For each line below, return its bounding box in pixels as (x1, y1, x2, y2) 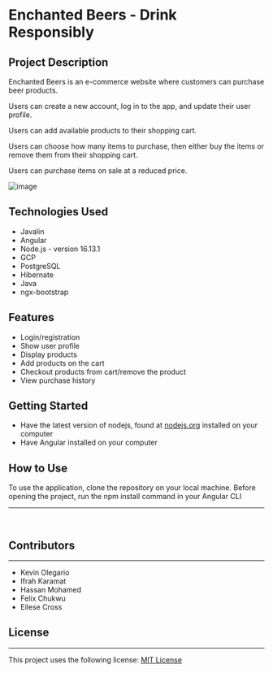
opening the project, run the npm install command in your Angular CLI (8, 492, 242, 501)
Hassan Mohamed (19, 585, 82, 595)
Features (8, 310, 54, 324)
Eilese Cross (19, 602, 63, 612)
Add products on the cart (19, 358, 105, 367)
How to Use (8, 461, 68, 475)
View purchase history (19, 376, 96, 385)
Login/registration (19, 332, 80, 342)
